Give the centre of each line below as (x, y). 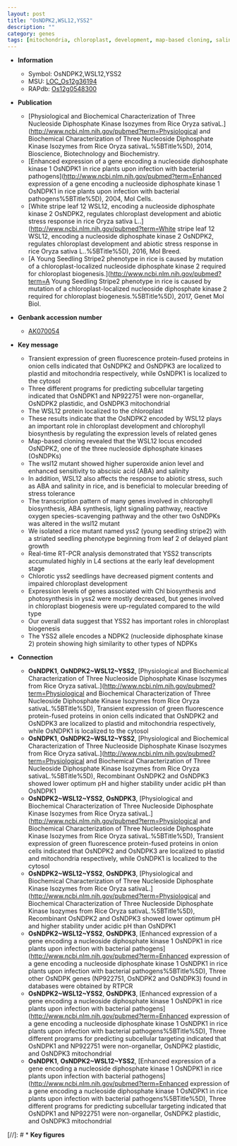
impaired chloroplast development (78, 584)
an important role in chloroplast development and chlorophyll (117, 426)
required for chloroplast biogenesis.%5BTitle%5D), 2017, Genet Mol (126, 297)
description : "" (31, 27)
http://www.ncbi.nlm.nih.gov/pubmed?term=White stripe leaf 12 (123, 229)
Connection (35, 657)
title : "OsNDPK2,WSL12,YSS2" (50, 20)
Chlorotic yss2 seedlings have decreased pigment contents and (121, 576)
